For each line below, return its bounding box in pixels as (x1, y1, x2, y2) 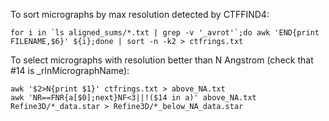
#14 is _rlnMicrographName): (10, 65, 130, 76)
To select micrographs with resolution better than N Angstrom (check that (10, 54, 314, 66)
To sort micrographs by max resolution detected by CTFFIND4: (10, 9, 270, 20)
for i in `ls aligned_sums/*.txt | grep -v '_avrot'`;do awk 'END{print (10, 28, 320, 38)
